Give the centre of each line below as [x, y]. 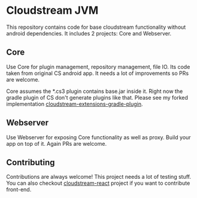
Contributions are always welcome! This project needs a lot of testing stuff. [99, 177]
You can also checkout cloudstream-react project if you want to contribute [98, 183]
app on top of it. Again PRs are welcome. [56, 143]
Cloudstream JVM [52, 10]
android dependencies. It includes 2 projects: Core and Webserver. [89, 33]
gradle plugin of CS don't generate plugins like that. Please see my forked [97, 97]
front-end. [19, 190]
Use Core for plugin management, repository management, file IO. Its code [98, 67]
